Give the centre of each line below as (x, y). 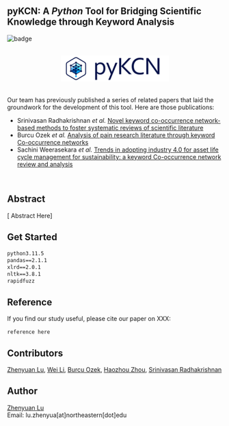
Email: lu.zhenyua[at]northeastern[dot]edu (67, 415)
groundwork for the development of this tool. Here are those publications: (111, 107)
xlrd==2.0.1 (24, 268)
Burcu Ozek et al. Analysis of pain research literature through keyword (116, 135)
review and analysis (45, 164)
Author (22, 391)
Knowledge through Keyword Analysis (91, 22)
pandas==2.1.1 (27, 261)
